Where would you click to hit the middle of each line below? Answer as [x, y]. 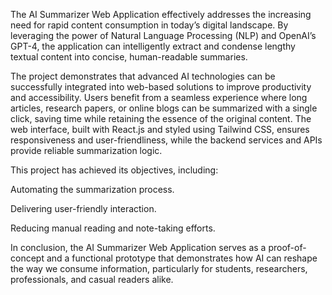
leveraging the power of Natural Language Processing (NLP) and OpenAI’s [163, 35]
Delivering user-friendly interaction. [83, 208]
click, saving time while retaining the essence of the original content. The [161, 118]
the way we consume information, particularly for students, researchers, [159, 268]
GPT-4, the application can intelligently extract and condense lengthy [153, 46]
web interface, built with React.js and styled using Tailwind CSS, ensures [160, 129]
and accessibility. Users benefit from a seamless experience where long [159, 97]
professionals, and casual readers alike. [92, 279]
